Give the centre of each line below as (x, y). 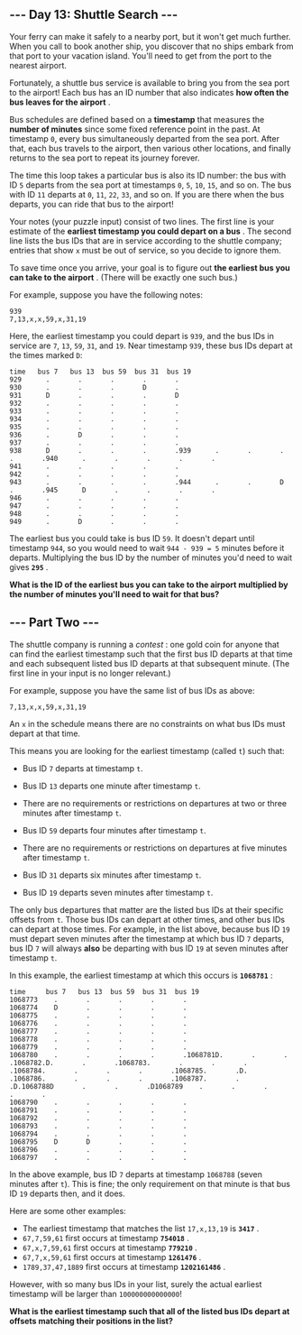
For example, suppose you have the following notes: (106, 295)
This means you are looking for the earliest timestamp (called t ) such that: (147, 750)
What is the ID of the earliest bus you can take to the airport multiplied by (149, 585)
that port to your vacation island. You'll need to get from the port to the (141, 55)
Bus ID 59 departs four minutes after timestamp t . (114, 830)
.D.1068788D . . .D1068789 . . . (139, 1086)
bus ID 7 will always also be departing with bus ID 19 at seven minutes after (149, 948)
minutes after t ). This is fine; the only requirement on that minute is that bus (150, 1183)
